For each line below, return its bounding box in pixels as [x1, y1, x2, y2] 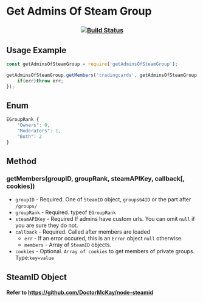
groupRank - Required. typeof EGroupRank [15, 209, 117, 216]
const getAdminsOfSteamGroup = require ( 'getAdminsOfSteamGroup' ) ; [6, 61, 178, 67]
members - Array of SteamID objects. [24, 241, 111, 248]
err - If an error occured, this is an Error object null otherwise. [24, 235, 184, 242]
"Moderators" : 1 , [17, 128, 61, 134]
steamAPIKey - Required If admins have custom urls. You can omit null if [15, 215, 196, 223]
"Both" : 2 [17, 133, 43, 140]
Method [6, 156, 37, 166]
